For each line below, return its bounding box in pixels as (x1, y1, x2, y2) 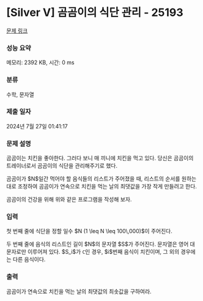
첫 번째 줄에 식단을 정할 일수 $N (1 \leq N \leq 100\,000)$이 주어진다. (6, 228, 172, 235)
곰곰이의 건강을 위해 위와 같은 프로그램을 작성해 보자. (6, 196, 132, 203)
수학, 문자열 (6, 91, 35, 98)
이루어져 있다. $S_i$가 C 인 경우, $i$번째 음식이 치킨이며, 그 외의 (27, 248, 180, 256)
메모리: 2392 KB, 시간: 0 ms (6, 59, 75, 66)
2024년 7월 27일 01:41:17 (6, 122, 68, 130)
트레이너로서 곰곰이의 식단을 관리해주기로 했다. (6, 162, 118, 169)
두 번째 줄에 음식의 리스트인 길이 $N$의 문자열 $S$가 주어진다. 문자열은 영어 (6, 240, 189, 248)
